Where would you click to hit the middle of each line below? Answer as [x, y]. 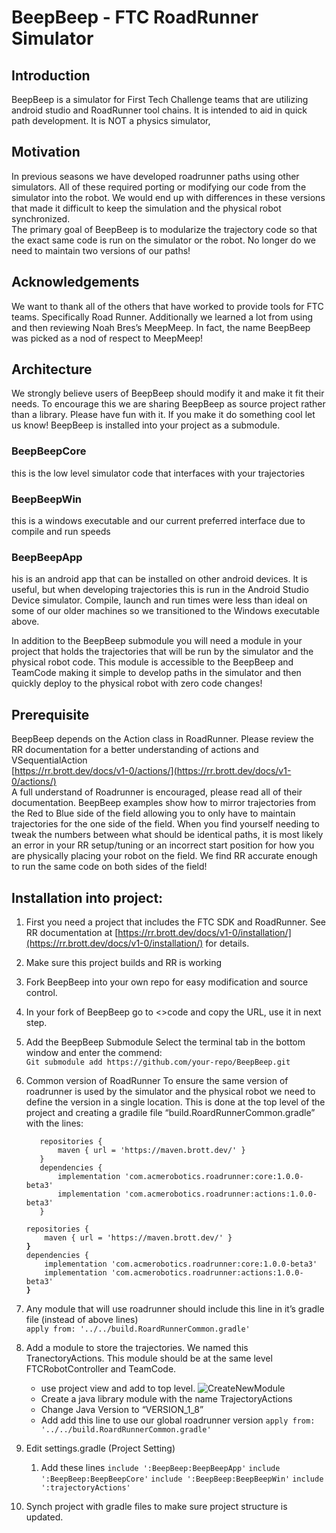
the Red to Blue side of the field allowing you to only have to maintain [153, 813]
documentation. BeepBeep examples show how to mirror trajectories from [164, 803]
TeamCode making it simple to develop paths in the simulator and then [156, 673]
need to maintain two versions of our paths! [101, 250]
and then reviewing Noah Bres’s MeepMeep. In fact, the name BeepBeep [161, 327]
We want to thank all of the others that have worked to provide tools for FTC [167, 306]
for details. [227, 943]
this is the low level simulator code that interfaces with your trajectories [158, 473]
